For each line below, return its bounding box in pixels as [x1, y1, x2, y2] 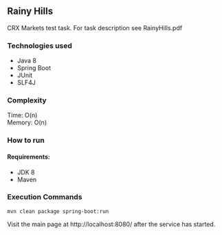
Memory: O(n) [7, 118, 47, 126]
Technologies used [7, 41, 72, 50]
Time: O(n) [7, 111, 38, 120]
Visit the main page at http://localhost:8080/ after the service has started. [7, 220, 216, 228]
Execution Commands [7, 192, 82, 202]
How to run [7, 135, 45, 145]
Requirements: [7, 153, 50, 161]
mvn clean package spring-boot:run [7, 208, 109, 215]
